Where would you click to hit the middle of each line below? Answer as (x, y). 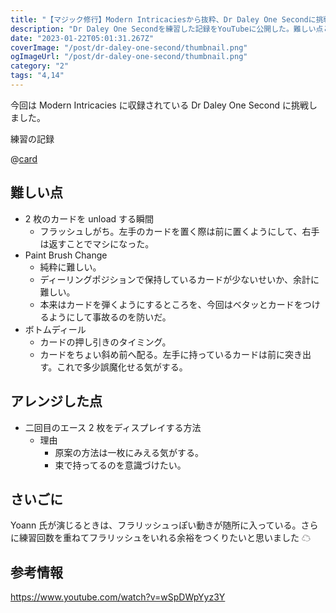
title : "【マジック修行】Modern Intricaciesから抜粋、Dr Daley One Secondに (163, 19)
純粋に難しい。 (70, 267)
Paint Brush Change (66, 255)
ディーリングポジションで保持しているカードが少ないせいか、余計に (179, 279)
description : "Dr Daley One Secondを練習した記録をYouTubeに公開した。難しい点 (167, 29)
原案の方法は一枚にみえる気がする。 (129, 452)
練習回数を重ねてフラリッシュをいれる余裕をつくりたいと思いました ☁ (164, 538)
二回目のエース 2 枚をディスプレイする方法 (113, 427)
